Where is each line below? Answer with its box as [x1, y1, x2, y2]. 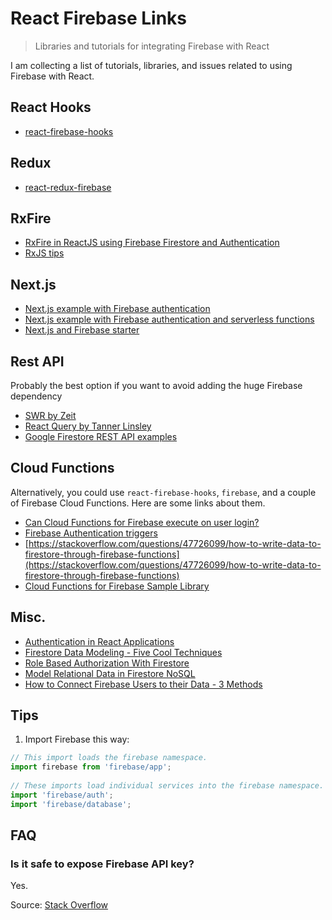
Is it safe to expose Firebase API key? [10, 857, 195, 871]
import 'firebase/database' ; [10, 799, 132, 809]
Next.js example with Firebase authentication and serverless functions [24, 313, 315, 326]
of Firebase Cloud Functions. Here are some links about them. [10, 497, 266, 509]
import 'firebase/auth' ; [10, 790, 114, 800]
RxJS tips [24, 247, 65, 259]
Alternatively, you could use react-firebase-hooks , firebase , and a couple [10, 486, 317, 498]
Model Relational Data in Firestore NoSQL [24, 667, 196, 679]
